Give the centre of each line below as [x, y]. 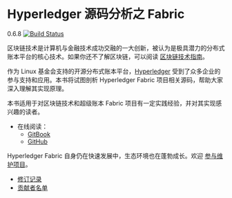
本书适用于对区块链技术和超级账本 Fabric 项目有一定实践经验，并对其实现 [112, 103]
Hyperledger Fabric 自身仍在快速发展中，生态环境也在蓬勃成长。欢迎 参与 [112, 155]
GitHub [38, 141]
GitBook [39, 134]
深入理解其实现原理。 [37, 88]
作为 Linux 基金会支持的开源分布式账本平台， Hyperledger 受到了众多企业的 [114, 71]
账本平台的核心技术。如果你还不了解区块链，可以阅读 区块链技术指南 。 [108, 57]
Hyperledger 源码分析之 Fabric [96, 14]
